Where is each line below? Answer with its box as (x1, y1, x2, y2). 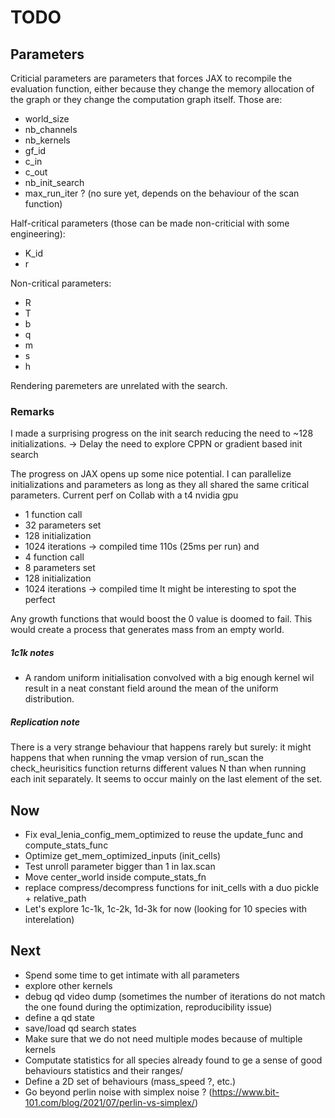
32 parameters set (24, 519, 102, 531)
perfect (24, 594, 56, 606)
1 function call (24, 509, 83, 521)
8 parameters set (24, 562, 96, 574)
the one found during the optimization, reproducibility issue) (24, 1001, 273, 1013)
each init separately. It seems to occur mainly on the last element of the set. (10, 773, 323, 785)
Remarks (10, 404, 55, 418)
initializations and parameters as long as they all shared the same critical (10, 479, 310, 491)
